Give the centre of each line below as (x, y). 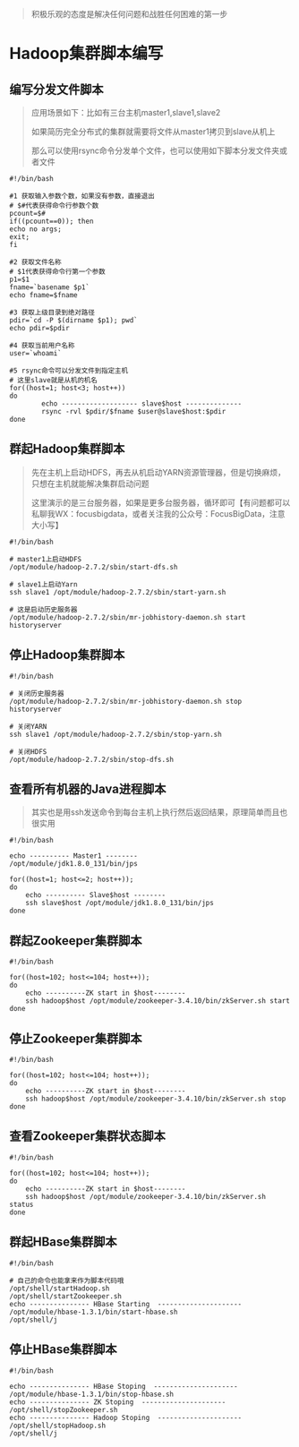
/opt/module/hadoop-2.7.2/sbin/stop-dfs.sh (92, 759)
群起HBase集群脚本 (64, 1242)
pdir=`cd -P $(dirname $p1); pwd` (74, 321)
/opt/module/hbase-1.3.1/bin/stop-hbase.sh (92, 1394)
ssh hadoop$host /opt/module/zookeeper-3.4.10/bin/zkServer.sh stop (156, 1099)
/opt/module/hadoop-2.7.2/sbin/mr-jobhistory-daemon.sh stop (126, 701)
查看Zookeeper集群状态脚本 (87, 1136)
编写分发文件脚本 (56, 89)
